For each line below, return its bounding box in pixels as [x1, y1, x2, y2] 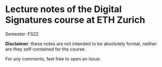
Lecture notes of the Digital [5, 4, 122, 15]
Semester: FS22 [5, 31, 39, 37]
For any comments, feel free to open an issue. [5, 55, 101, 61]
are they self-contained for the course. [5, 46, 86, 52]
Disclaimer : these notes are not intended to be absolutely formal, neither [5, 40, 157, 46]
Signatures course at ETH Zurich [5, 14, 145, 26]
